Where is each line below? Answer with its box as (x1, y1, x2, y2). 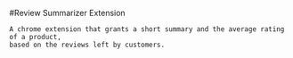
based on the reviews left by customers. (9, 40, 166, 49)
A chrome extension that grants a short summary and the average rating (9, 25, 285, 34)
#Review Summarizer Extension (9, 8, 126, 18)
